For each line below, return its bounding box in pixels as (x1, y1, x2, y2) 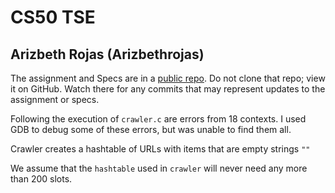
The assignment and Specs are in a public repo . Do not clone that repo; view (10, 72, 326, 84)
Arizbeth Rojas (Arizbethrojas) (10, 46, 205, 63)
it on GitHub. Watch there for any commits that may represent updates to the (10, 83, 326, 95)
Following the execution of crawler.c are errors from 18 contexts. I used (10, 113, 307, 125)
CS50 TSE (10, 6, 96, 29)
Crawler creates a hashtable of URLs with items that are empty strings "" (10, 143, 311, 155)
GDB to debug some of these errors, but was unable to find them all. (10, 124, 292, 135)
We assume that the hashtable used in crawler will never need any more (10, 162, 308, 174)
